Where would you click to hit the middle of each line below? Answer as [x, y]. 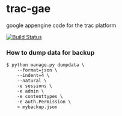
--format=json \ [38, 70]
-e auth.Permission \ [44, 102]
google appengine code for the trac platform [61, 25]
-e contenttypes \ [40, 97]
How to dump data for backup [50, 52]
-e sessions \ [35, 86]
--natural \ [32, 81]
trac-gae [29, 9]
